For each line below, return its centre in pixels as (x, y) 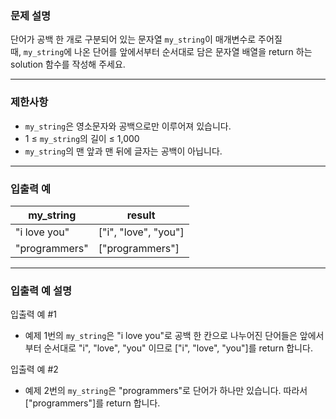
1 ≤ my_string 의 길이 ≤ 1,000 (82, 138)
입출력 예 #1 (33, 314)
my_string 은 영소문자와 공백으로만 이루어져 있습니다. (128, 126)
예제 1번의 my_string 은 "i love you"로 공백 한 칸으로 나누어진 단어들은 (161, 336)
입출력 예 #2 (34, 369)
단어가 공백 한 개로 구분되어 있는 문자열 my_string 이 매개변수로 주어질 (146, 39)
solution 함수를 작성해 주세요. (68, 64)
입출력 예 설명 (41, 290)
